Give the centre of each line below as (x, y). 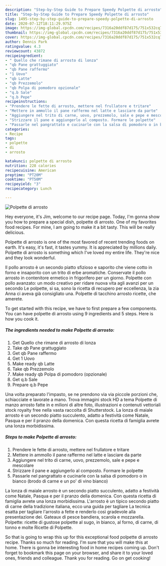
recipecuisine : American (31, 170)
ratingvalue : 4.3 (23, 46)
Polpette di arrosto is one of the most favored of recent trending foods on (80, 242)
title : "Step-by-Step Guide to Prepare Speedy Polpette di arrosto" (77, 14)
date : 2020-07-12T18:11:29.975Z (38, 23)
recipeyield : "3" (23, 184)
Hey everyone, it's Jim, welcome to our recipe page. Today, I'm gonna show (82, 217)
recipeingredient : (24, 56)
